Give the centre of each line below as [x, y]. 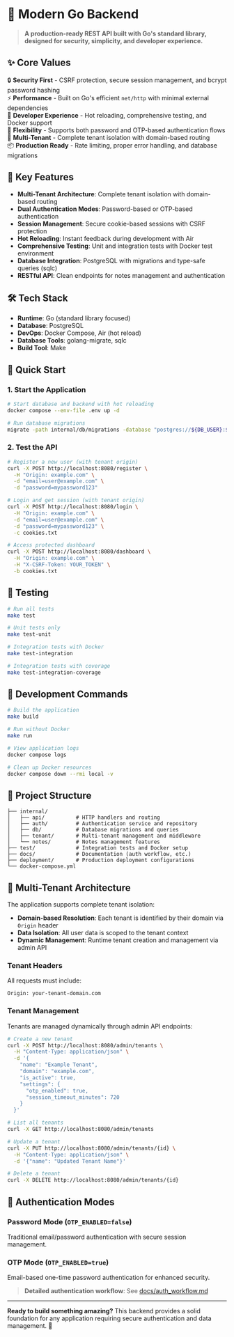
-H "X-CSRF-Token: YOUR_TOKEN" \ [62, 565]
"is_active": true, [48, 1078]
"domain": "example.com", [57, 1072]
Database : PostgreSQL [50, 326]
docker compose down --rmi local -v [60, 774]
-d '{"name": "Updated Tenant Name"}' [70, 1161]
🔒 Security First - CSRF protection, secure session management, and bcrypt [117, 80]
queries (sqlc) [37, 268]
